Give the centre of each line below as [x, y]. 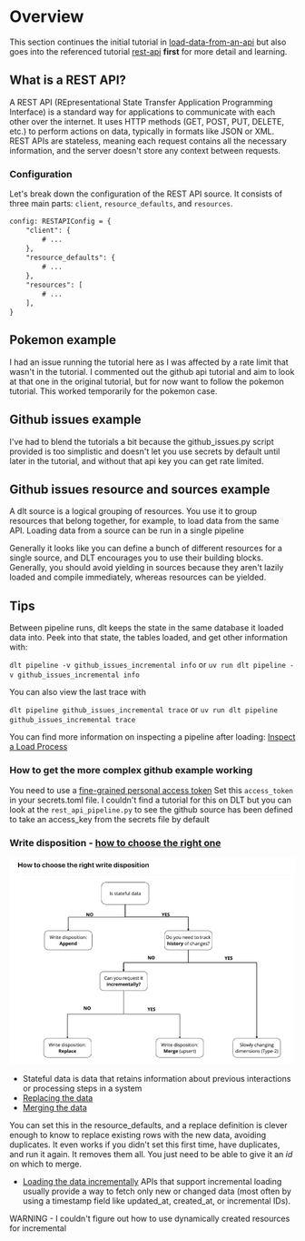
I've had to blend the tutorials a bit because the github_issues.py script [142, 441]
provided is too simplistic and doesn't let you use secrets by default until [145, 451]
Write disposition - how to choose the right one [115, 842]
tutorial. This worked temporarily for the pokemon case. [113, 391]
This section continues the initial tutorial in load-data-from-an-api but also [148, 42]
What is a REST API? [68, 81]
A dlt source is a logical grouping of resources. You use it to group [133, 511]
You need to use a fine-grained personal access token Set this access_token [151, 790]
